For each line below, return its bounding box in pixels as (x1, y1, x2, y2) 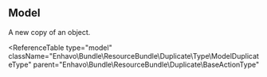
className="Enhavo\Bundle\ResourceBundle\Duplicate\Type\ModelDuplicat (8, 51, 259, 60)
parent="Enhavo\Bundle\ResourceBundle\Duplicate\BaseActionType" (33, 60, 260, 69)
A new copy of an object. (8, 27, 91, 37)
